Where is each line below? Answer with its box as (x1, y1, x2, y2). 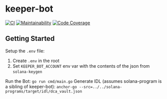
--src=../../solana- (79, 84, 123, 89)
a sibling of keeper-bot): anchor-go (5, 83, 77, 89)
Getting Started (5, 34, 55, 43)
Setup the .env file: (5, 47, 45, 54)
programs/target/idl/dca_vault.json (5, 89, 82, 94)
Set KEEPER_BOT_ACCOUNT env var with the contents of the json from (12, 63, 150, 69)
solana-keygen (12, 69, 42, 74)
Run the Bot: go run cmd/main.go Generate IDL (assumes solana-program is (5, 78, 162, 84)
